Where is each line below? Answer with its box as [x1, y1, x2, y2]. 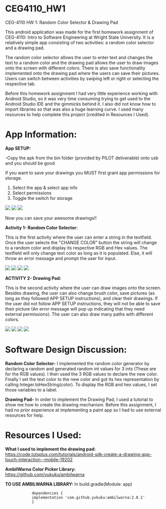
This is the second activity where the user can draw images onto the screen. [5, 285, 162, 291]
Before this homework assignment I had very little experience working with [5, 90, 158, 96]
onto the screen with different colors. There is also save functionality [5, 65, 146, 71]
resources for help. [5, 412, 44, 418]
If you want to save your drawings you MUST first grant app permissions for [5, 170, 160, 176]
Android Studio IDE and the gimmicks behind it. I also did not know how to [5, 101, 156, 107]
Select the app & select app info [12, 185, 78, 191]
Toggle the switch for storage [12, 195, 73, 201]
